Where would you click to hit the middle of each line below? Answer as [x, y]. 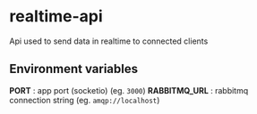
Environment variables [74, 69]
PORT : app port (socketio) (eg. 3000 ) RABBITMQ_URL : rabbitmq [129, 90]
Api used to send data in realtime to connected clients [109, 41]
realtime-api [56, 16]
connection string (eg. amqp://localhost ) [85, 100]
